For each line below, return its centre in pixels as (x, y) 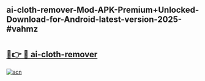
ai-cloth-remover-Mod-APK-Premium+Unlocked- (103, 10)
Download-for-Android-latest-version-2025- (94, 20)
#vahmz (22, 29)
